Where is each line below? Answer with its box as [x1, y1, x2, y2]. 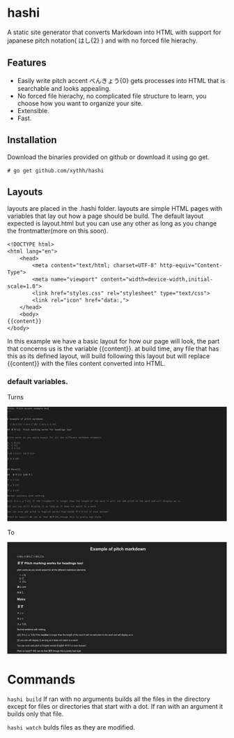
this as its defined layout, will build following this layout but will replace [7, 352, 210, 360]
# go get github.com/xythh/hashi [7, 167, 104, 174]
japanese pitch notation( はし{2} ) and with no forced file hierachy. [7, 36, 198, 45]
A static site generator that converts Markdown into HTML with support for [7, 28, 221, 36]
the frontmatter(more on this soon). [7, 227, 109, 235]
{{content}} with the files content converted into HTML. [7, 360, 166, 368]
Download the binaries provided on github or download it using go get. [7, 152, 210, 161]
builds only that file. [7, 709, 64, 718]
